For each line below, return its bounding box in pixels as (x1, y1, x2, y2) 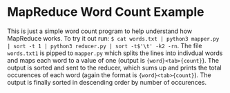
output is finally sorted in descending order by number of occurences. (7, 78, 207, 86)
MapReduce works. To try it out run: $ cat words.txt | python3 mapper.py (7, 34, 220, 42)
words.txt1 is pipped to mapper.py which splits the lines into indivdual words (7, 49, 223, 57)
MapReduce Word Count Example (7, 4, 204, 20)
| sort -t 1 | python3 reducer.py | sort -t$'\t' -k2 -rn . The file (7, 41, 202, 50)
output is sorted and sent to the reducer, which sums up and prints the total (7, 63, 222, 72)
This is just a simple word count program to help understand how (7, 27, 192, 35)
